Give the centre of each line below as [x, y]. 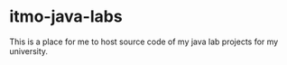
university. [28, 51]
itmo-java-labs [66, 17]
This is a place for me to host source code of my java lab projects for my [144, 42]
